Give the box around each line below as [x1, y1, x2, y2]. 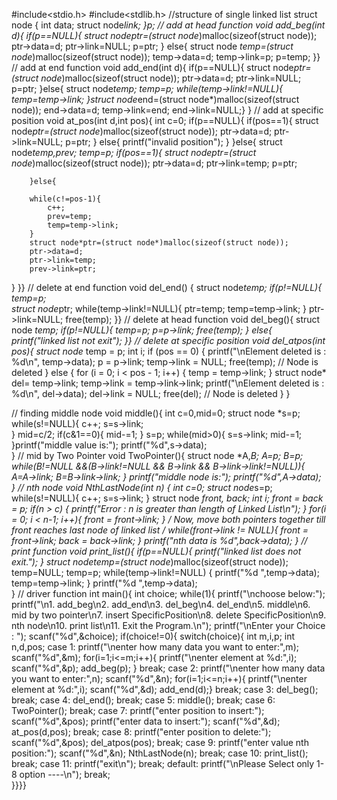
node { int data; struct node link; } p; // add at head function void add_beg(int [11, 19, 326, 31]
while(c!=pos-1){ [29, 194, 102, 204]
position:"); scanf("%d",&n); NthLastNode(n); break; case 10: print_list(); [11, 747, 309, 759]
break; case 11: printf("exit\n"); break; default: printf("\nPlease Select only [11, 758, 315, 769]
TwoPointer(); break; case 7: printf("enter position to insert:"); [11, 705, 265, 716]
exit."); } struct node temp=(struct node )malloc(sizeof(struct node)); [11, 556, 289, 568]
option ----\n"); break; [19, 769, 111, 780]
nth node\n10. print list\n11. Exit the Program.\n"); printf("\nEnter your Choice [11, 620, 326, 631]
